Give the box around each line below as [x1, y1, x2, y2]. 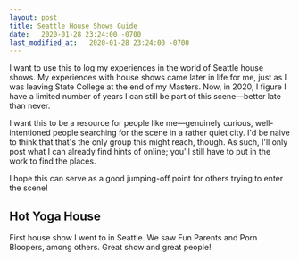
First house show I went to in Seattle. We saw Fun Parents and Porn [9, 232, 258, 243]
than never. [9, 100, 51, 112]
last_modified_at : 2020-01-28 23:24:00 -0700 [9, 38, 190, 47]
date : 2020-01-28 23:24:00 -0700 [9, 29, 142, 38]
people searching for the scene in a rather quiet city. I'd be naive [52, 127, 290, 139]
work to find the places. [9, 156, 96, 166]
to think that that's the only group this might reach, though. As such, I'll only [9, 137, 288, 147]
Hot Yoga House [9, 208, 101, 223]
